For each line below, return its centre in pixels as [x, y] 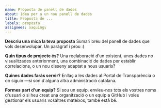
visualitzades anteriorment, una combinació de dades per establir [71, 61]
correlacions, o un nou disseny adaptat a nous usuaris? [60, 66]
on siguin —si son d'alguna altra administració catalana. [61, 81]
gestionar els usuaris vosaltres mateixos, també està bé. [61, 100]
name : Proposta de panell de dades [41, 9]
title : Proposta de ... [29, 18]
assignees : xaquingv [26, 28]
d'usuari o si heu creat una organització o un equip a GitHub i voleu [72, 95]
